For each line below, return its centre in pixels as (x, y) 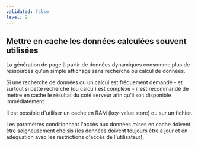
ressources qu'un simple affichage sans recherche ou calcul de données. (96, 71)
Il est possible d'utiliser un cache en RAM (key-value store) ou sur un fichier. (99, 113)
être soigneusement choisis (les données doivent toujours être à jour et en (97, 131)
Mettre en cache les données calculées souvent (96, 41)
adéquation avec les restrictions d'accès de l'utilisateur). (75, 137)
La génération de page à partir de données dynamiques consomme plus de (98, 65)
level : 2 (17, 17)
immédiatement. (26, 101)
